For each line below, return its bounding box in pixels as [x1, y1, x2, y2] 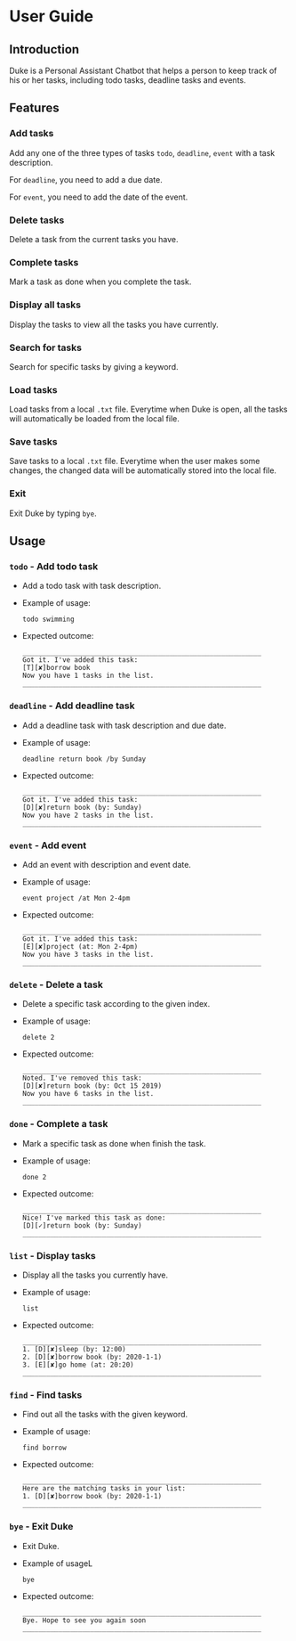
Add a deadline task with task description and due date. [21, 720, 227, 731]
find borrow [21, 1443, 67, 1453]
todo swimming [21, 615, 75, 625]
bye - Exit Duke [9, 1521, 74, 1533]
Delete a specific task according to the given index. [21, 999, 211, 1009]
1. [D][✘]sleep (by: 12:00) [21, 1344, 126, 1353]
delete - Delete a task [9, 978, 104, 991]
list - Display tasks [9, 1249, 96, 1261]
